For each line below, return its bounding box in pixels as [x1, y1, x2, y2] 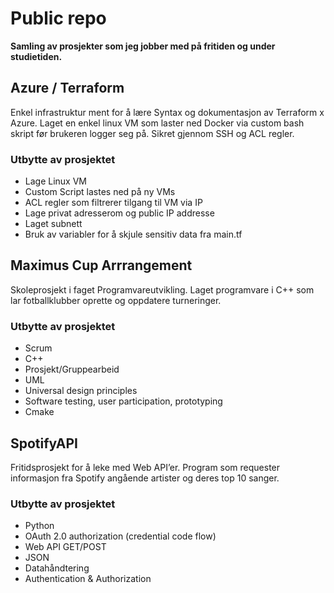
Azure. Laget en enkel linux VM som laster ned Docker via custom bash [10, 117, 305, 129]
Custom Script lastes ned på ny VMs [24, 186, 176, 198]
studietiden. [10, 50, 63, 62]
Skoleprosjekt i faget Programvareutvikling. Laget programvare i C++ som [10, 283, 315, 296]
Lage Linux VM [24, 175, 88, 187]
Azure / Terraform [10, 80, 125, 97]
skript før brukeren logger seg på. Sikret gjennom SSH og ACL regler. [10, 127, 295, 139]
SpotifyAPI [10, 435, 79, 452]
